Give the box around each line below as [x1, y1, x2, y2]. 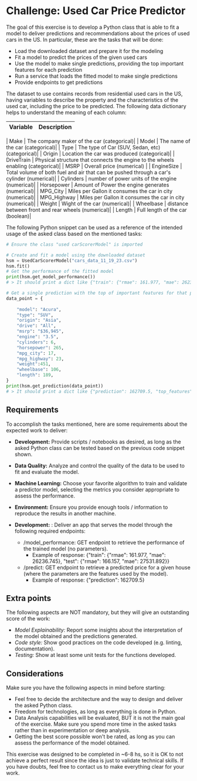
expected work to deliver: [6, 426, 68, 433]
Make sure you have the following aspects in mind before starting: [6, 684, 166, 692]
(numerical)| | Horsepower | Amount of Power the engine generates [6, 181, 169, 188]
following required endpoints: [14, 528, 86, 535]
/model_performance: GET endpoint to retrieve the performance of [23, 539, 185, 546]
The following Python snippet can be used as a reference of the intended [6, 223, 183, 231]
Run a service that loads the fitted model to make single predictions [14, 72, 178, 79]
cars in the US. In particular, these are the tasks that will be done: [6, 36, 164, 43]
